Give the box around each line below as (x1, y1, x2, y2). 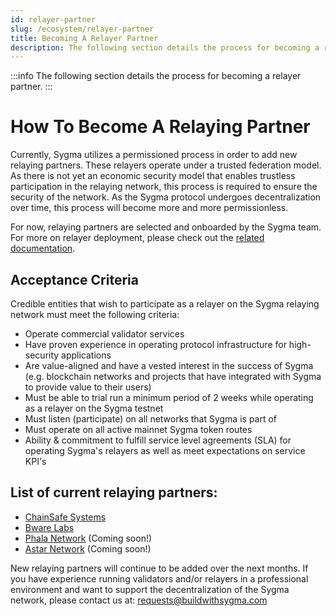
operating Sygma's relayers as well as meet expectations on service (24, 445, 306, 456)
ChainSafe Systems (24, 511, 107, 523)
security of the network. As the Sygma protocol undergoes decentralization (10, 191, 322, 203)
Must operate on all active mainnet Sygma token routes (24, 424, 253, 435)
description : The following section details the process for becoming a (10, 42, 320, 53)
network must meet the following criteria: (10, 309, 180, 320)
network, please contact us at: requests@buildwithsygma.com (10, 594, 268, 606)
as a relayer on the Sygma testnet (24, 402, 164, 414)
